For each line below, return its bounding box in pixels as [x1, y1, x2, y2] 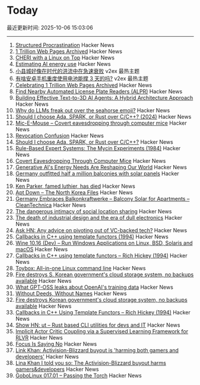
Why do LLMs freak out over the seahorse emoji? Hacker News [15, 106, 170, 113]
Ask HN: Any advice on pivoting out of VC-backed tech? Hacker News [15, 226, 188, 233]
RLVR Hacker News [15, 334, 63, 341]
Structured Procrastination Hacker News [15, 41, 115, 48]
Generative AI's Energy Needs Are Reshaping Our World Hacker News [15, 163, 188, 171]
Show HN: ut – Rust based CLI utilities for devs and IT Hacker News [15, 321, 180, 329]
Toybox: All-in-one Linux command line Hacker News [15, 264, 146, 272]
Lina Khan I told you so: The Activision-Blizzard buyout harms [15, 359, 167, 366]
